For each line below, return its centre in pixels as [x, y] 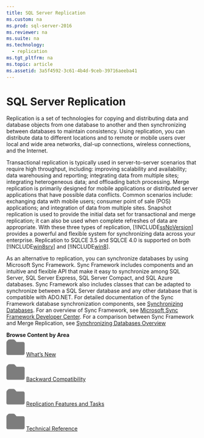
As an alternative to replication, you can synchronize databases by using [97, 258]
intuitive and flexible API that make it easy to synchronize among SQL [93, 272]
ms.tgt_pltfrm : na [30, 58]
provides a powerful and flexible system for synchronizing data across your [101, 234]
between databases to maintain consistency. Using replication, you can [96, 132]
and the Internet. [27, 151]
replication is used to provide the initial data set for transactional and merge [101, 214]
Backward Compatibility [56, 379]
